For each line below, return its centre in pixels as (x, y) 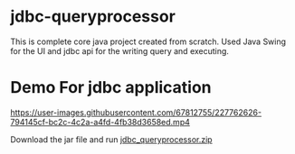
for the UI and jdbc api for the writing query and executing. (120, 50)
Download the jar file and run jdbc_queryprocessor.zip (111, 139)
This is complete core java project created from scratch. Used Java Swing (148, 41)
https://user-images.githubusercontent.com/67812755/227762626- (136, 112)
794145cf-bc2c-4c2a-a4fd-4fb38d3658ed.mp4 (100, 122)
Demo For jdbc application (111, 88)
